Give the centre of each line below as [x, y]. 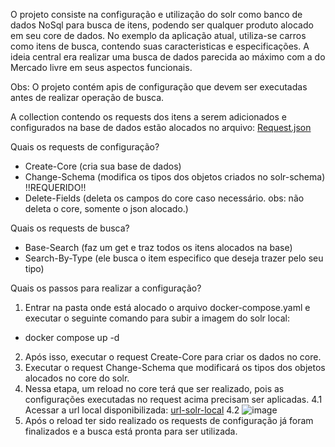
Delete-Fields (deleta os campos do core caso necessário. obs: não [164, 198]
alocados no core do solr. [77, 378]
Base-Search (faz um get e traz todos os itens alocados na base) [158, 247]
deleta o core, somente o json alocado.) [106, 208]
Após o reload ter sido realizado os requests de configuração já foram [169, 420]
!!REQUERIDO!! [55, 187]
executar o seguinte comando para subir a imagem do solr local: [157, 318]
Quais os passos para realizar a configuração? [106, 288]
